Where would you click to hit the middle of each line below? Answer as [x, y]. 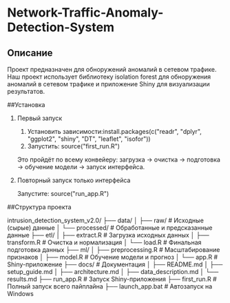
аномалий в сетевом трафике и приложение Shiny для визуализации [108, 84]
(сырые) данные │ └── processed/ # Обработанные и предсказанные [110, 228]
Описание [30, 53]
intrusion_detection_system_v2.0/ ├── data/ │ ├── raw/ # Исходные [106, 220]
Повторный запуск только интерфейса [74, 180]
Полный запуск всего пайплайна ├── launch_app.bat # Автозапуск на [109, 286]
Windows [21, 294]
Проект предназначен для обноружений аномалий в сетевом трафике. [112, 69]
